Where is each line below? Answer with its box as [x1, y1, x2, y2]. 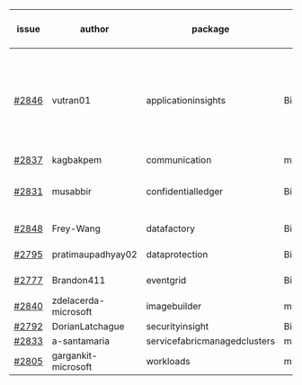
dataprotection [146, 248, 209, 260]
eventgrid [146, 274, 187, 286]
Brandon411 [51, 274, 106, 286]
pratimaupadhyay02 [51, 248, 138, 260]
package [191, 22, 230, 35]
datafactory [146, 222, 196, 235]
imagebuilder [146, 300, 202, 312]
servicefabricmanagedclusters [146, 335, 276, 347]
